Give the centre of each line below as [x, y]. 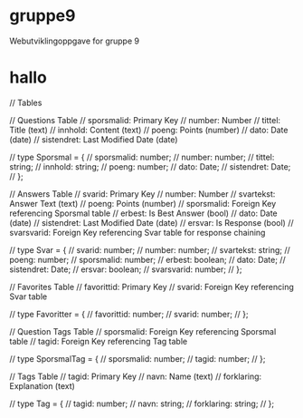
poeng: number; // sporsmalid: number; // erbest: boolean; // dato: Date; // [148, 259]
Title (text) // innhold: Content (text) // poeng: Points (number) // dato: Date [149, 130]
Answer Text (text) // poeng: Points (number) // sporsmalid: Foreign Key [143, 203]
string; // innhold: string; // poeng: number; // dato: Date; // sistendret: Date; [150, 166]
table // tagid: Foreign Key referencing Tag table [99, 341]
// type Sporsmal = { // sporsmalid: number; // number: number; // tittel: [142, 157]
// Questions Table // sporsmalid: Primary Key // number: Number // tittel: [145, 120]
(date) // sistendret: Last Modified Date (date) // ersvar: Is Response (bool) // [151, 222]
